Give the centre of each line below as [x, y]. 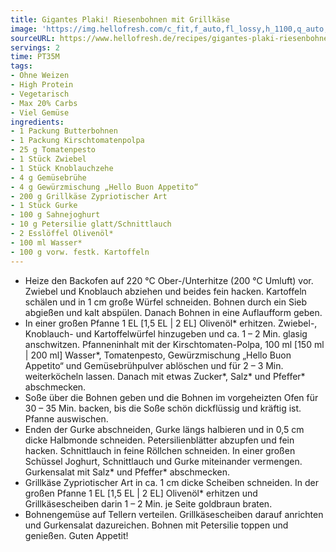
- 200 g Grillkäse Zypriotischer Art [89, 196]
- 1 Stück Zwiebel [48, 159]
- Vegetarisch [40, 94]
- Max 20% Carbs [44, 103]
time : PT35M [35, 57]
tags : [21, 66]
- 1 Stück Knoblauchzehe [62, 168]
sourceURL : [33, 38]
